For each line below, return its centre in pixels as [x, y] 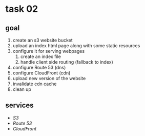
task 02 [22, 9]
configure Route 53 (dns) [39, 67]
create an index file [41, 56]
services [20, 105]
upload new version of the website [49, 78]
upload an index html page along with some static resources [76, 46]
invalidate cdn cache [35, 84]
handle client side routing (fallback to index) [67, 62]
